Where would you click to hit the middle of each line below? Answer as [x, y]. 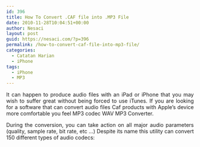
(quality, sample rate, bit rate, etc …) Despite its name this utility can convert [100, 132]
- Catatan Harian [33, 56]
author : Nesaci [25, 28]
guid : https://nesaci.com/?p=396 [48, 39]
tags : [13, 67]
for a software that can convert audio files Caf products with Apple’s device [100, 107]
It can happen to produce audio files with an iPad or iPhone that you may [100, 95]
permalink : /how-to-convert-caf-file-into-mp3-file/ [73, 45]
